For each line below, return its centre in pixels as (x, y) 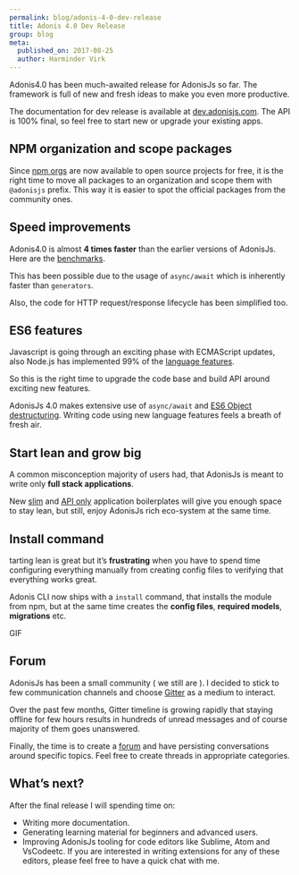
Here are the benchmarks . (57, 258)
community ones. (41, 199)
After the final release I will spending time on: (92, 805)
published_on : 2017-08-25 (66, 51)
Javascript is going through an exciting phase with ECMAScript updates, (142, 352)
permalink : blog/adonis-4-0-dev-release (86, 17)
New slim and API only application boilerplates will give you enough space (146, 501)
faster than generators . (51, 285)
